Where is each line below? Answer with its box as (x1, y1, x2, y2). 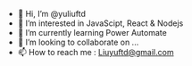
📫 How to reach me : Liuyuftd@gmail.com (17, 47, 174, 57)
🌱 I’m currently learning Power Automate (17, 28, 167, 37)
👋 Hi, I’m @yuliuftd (17, 9, 87, 19)
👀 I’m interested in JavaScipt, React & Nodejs (17, 18, 184, 29)
